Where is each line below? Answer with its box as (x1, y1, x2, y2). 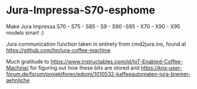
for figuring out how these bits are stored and (30, 64, 140, 71)
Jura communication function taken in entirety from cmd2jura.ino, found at (6, 40, 186, 47)
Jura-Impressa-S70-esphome (6, 4, 155, 17)
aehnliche (6, 77, 30, 84)
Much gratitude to (6, 58, 50, 65)
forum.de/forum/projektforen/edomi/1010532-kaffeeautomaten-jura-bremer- (6, 70, 191, 77)
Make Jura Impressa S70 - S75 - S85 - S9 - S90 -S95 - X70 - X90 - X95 (6, 23, 181, 30)
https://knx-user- (140, 64, 183, 71)
